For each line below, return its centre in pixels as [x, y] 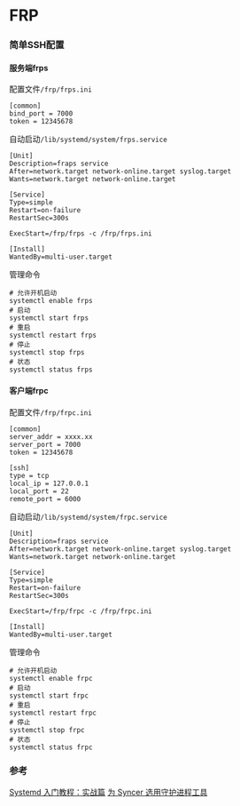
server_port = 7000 [45, 444]
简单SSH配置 [37, 45]
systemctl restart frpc [53, 713]
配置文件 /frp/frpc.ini [51, 412]
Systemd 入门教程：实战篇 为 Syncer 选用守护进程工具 [108, 792]
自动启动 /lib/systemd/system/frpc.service [89, 516]
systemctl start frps [49, 318]
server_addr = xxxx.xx [51, 436]
